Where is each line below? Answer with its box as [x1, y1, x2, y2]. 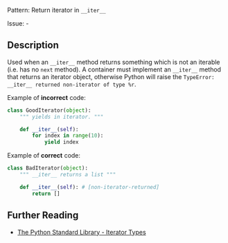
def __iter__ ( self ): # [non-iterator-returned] [19, 183, 159, 190]
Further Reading [7, 210, 79, 221]
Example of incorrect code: [7, 93, 87, 101]
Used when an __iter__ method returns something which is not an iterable [7, 58, 220, 66]
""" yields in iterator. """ [19, 113, 104, 120]
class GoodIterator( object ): [7, 107, 91, 114]
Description [7, 40, 59, 51]
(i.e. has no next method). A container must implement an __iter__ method [7, 65, 222, 74]
